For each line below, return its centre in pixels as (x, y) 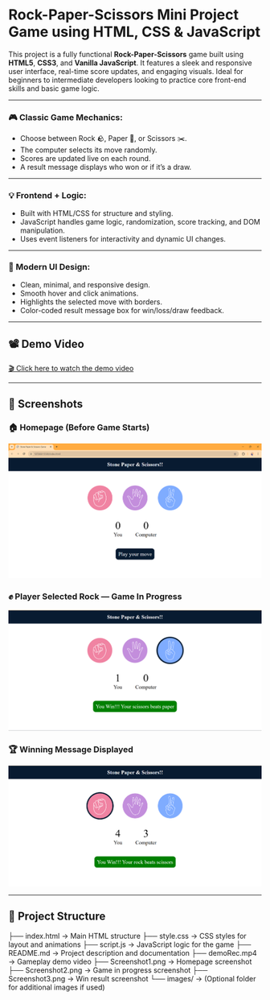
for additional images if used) (57, 987)
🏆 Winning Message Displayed (71, 749)
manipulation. (43, 230)
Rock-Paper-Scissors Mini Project (124, 15)
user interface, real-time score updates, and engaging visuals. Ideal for (126, 71)
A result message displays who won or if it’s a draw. (106, 167)
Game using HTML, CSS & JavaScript (135, 32)
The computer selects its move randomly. (89, 150)
